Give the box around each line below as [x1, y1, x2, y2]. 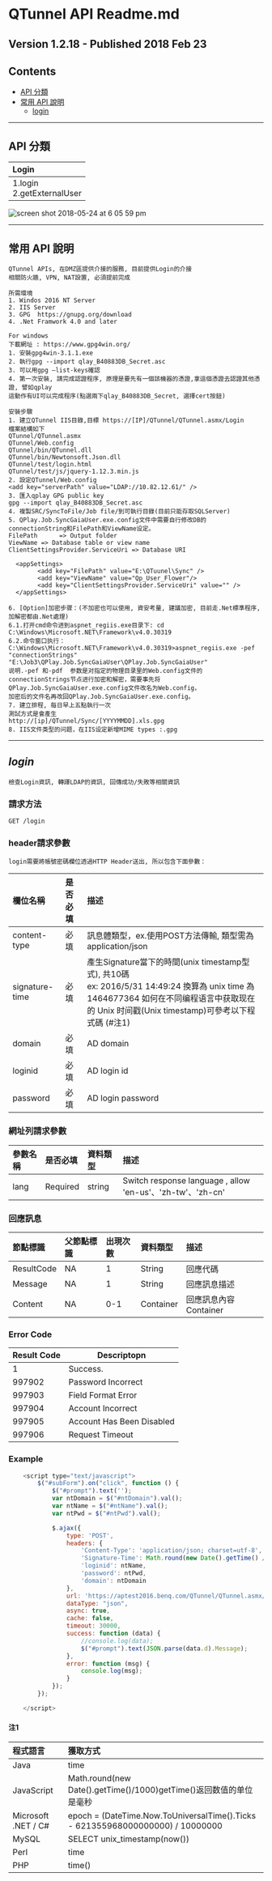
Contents [8, 64, 57, 78]
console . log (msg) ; [80, 1667, 143, 1675]
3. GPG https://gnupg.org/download [8, 311, 132, 319]
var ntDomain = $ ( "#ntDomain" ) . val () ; [51, 1495, 183, 1503]
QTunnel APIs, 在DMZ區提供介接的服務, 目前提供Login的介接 [8, 265, 193, 274]
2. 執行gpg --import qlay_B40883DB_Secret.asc [8, 358, 166, 366]
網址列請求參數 [8, 1126, 67, 1137]
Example [8, 1453, 44, 1465]
